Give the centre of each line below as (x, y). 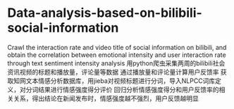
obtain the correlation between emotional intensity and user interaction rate (117, 55)
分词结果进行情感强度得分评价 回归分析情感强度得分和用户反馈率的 (122, 89)
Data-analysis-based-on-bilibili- (105, 13)
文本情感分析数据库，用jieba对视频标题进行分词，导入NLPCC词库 (121, 81)
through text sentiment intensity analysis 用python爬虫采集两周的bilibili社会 (116, 63)
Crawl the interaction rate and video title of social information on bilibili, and (117, 47)
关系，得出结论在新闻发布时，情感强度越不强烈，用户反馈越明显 (106, 98)
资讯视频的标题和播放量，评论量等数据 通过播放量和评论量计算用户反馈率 (113, 72)
